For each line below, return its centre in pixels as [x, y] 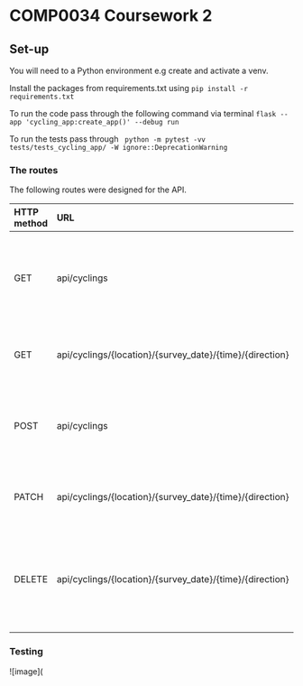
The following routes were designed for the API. [98, 190]
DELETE [31, 579]
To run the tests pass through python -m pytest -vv [107, 139]
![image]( [26, 671]
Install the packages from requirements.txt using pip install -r [129, 88]
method [31, 224]
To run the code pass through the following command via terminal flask [143, 113]
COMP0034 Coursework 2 [111, 16]
